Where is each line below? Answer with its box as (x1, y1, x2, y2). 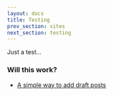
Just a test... (7, 48, 42, 56)
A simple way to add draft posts (16, 80, 107, 89)
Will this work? (7, 65, 58, 75)
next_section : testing (7, 29, 71, 36)
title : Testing (7, 16, 50, 23)
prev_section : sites (7, 23, 66, 29)
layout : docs (7, 10, 44, 17)
